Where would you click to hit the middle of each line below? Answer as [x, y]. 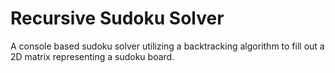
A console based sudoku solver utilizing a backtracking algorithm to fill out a [167, 46]
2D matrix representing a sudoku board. [92, 56]
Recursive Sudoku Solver [117, 18]
